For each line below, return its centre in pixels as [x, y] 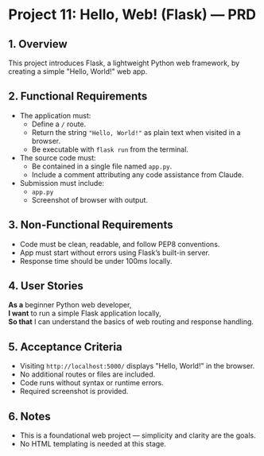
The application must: [55, 115]
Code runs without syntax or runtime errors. [92, 383]
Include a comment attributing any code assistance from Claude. [138, 174]
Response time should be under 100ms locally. [96, 261]
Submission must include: [62, 183]
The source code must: [58, 157]
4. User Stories [46, 286]
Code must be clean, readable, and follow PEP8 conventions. [120, 244]
